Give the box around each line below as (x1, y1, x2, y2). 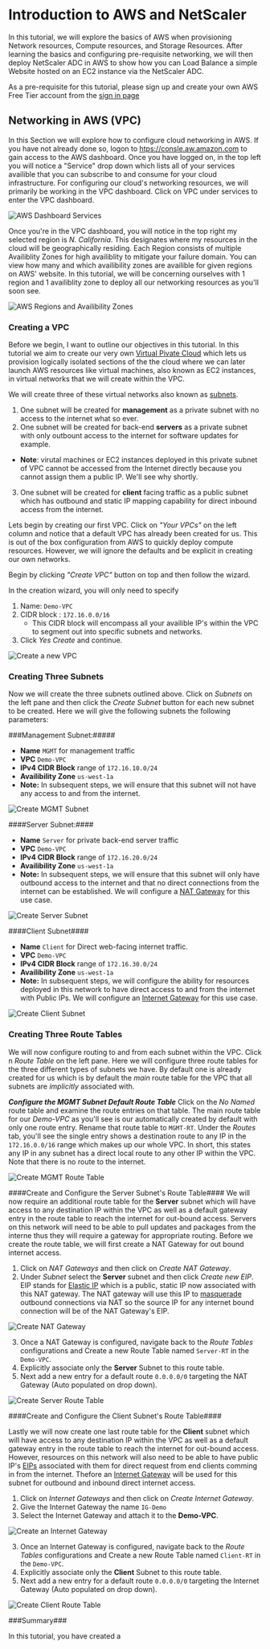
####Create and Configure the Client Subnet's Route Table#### (8, 1411, 223, 1421)
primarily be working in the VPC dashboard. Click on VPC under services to (8, 187, 259, 196)
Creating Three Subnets (8, 671, 104, 682)
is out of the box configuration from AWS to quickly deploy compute (8, 537, 234, 548)
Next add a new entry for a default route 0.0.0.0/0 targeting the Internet (19, 1576, 260, 1585)
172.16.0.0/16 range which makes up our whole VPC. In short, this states (8, 1139, 252, 1149)
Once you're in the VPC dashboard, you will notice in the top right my (8, 226, 238, 236)
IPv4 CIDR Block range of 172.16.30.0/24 (19, 959, 158, 969)
